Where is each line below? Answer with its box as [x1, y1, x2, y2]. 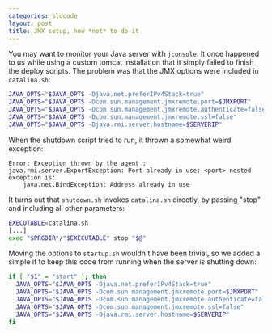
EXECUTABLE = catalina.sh [8, 219, 89, 227]
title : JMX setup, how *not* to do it [8, 27, 139, 35]
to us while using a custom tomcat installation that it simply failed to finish [8, 57, 254, 67]
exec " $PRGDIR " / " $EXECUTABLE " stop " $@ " [8, 234, 147, 242]
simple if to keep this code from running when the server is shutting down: [8, 257, 257, 267]
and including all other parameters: [8, 203, 125, 213]
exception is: [8, 173, 57, 182]
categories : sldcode [8, 11, 79, 20]
